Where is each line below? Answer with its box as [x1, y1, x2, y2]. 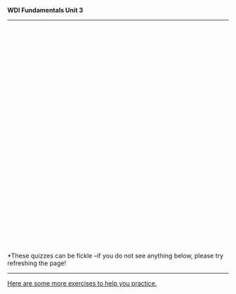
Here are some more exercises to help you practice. [7, 279, 157, 287]
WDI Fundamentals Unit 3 [7, 6, 84, 14]
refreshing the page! [7, 259, 67, 267]
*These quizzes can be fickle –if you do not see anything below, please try [7, 252, 223, 260]
